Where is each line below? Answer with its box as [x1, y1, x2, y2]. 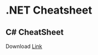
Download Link [5, 43, 42, 50]
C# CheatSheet [5, 27, 64, 37]
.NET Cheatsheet [5, 4, 93, 17]
